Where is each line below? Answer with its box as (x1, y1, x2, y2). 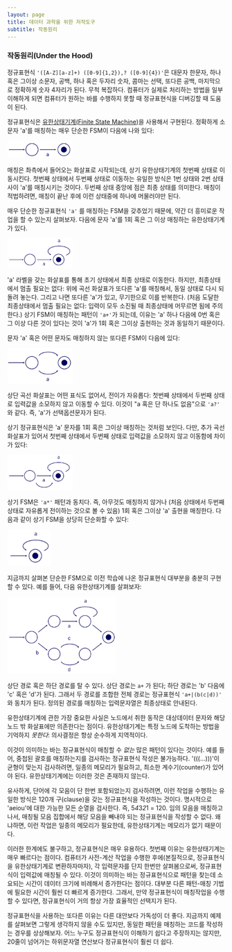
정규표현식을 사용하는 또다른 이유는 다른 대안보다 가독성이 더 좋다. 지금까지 (7, 912, 209, 920)
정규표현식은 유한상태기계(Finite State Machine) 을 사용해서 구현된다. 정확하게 (7, 117, 218, 126)
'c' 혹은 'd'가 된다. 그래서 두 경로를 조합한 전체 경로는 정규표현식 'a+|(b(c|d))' (7, 690, 222, 699)
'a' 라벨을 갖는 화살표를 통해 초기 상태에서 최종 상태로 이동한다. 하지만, (7, 276, 197, 284)
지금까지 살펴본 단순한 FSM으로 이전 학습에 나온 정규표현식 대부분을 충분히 (7, 574, 209, 582)
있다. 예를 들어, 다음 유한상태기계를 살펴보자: (21, 583, 142, 590)
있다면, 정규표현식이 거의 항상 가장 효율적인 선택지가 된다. (21, 896, 177, 905)
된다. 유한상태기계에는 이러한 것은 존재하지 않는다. (14, 771, 150, 780)
